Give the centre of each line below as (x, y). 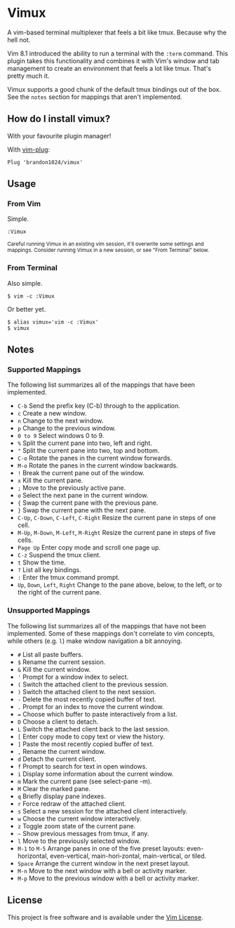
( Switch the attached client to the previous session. (93, 684)
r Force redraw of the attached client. (72, 803)
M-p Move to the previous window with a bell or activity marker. (108, 878)
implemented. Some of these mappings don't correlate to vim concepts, (111, 633)
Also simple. (25, 283)
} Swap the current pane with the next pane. (81, 510)
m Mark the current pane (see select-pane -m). (85, 781)
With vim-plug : (29, 150)
